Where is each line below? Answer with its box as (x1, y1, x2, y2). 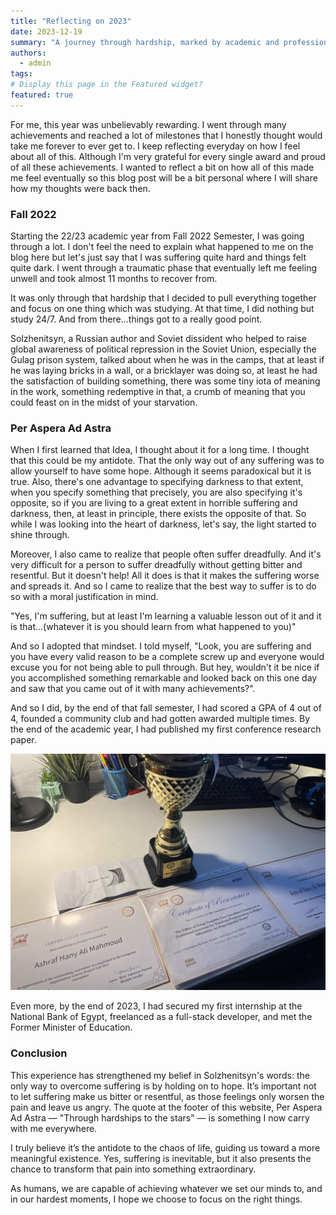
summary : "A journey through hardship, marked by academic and (10, 37, 280, 47)
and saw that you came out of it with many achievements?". (10, 683, 256, 695)
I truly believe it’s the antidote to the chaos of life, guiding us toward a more (10, 1141, 321, 1154)
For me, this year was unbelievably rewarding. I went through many (10, 118, 287, 130)
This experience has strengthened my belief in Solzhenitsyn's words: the (10, 1069, 310, 1081)
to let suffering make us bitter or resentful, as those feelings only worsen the (10, 1090, 325, 1102)
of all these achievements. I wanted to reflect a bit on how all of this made (10, 161, 315, 173)
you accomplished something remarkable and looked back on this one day (10, 672, 318, 684)
